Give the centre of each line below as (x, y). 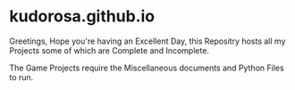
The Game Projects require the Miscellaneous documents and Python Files (147, 68)
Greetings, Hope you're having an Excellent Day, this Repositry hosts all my (147, 41)
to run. (21, 77)
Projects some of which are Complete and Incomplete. (110, 50)
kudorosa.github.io (82, 16)
